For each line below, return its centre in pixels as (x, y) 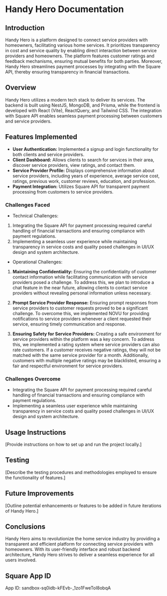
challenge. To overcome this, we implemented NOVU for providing (81, 313)
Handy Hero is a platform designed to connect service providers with (76, 40)
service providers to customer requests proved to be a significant (80, 308)
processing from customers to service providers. (63, 191)
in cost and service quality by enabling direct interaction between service (81, 51)
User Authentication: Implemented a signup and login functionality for (86, 149)
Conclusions (25, 527)
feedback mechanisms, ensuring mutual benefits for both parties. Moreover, (84, 61)
